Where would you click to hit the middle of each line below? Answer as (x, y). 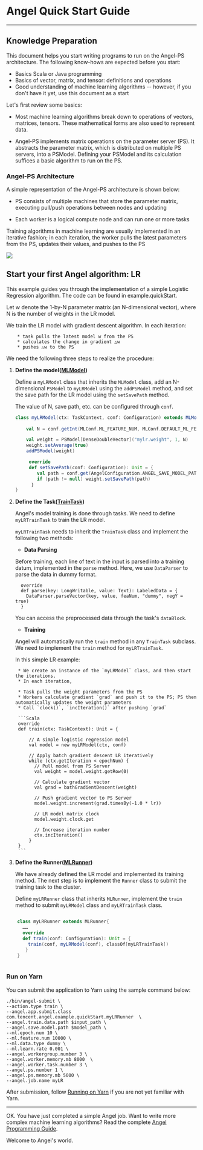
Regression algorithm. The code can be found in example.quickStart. (92, 295)
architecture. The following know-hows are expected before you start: (94, 62)
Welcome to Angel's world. (40, 1140)
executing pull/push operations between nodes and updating (91, 208)
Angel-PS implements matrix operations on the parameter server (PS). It (105, 141)
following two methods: (44, 538)
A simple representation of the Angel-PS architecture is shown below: (93, 190)
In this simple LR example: (47, 660)
